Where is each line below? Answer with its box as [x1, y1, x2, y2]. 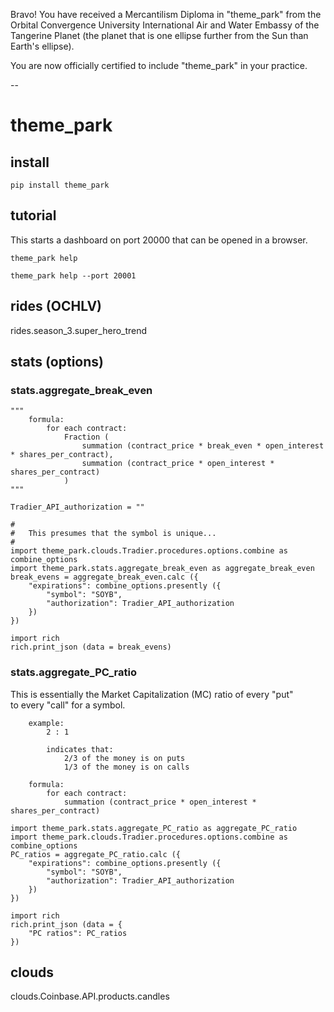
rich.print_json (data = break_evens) [10, 642, 172, 653]
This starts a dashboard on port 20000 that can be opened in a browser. [10, 234, 308, 246]
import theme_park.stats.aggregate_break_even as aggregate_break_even [10, 564, 315, 574]
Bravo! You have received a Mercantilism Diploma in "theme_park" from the [10, 9, 322, 20]
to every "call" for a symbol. [10, 699, 126, 711]
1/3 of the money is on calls [63, 762, 190, 772]
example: [28, 718, 65, 728]
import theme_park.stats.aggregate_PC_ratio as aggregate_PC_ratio [10, 823, 298, 833]
